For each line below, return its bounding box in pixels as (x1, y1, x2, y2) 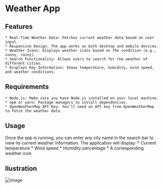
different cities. (5, 61, 43, 66)
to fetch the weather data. (5, 108, 63, 113)
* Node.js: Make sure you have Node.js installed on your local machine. (5, 96, 159, 101)
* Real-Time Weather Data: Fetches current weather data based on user (5, 35, 154, 40)
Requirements (5, 83, 49, 91)
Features (5, 22, 33, 31)
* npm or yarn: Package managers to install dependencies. (5, 100, 128, 105)
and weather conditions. (5, 69, 56, 74)
